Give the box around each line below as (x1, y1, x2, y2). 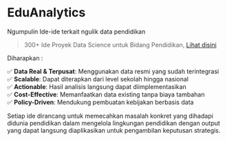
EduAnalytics (7, 5, 86, 21)
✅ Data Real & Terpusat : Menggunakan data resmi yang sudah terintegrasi (7, 67, 219, 75)
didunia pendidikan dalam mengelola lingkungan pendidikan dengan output (7, 118, 220, 127)
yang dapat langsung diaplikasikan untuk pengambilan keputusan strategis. (7, 126, 221, 134)
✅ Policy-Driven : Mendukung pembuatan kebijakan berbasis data (7, 98, 194, 106)
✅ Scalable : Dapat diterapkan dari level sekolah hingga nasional (7, 75, 189, 83)
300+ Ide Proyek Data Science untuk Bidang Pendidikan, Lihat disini (23, 40, 217, 49)
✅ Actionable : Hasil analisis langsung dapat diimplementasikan (7, 82, 187, 90)
